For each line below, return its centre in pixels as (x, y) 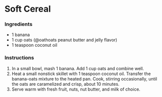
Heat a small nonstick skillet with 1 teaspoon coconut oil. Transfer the (81, 74)
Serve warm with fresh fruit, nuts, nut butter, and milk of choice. (76, 89)
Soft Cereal (28, 9)
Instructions (20, 58)
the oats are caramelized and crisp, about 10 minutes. (66, 84)
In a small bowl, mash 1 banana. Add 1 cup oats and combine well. (78, 68)
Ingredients (19, 24)
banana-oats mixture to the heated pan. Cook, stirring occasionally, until (84, 78)
